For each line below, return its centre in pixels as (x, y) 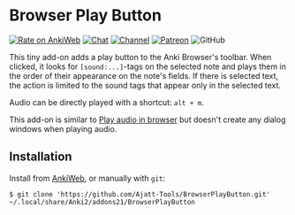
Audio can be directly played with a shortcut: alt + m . (107, 102)
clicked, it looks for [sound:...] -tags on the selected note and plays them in (148, 66)
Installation (41, 157)
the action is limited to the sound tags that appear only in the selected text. (145, 85)
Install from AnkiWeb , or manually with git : (87, 178)
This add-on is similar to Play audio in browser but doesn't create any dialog (147, 119)
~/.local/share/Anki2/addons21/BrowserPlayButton (102, 202)
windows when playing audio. (63, 128)
